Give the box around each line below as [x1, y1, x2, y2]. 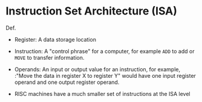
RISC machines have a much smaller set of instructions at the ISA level [14, 90, 191, 97]
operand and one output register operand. [14, 78, 120, 86]
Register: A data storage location [14, 36, 96, 43]
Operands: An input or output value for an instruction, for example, [14, 65, 181, 73]
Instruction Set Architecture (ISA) [5, 4, 178, 18]
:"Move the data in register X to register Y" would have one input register [14, 72, 196, 79]
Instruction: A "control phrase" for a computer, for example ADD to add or [14, 47, 195, 55]
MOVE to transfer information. [14, 54, 85, 61]
